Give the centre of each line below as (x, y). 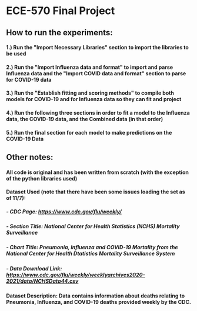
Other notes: (30, 157)
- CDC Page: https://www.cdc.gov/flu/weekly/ (64, 211)
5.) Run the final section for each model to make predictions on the (89, 132)
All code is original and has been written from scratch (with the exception (98, 172)
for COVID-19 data (29, 79)
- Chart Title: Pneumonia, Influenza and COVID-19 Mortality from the (92, 248)
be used (16, 53)
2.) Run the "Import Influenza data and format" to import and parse (90, 67)
